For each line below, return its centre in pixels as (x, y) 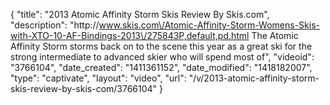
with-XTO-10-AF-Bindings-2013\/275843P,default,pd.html (130, 35)
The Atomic (275, 35)
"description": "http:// (55, 25)
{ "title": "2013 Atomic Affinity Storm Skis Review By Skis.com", (140, 14)
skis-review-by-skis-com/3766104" (84, 88)
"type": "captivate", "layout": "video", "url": (98, 78)
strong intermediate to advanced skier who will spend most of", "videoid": (162, 57)
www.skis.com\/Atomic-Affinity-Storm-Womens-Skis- (209, 25)
